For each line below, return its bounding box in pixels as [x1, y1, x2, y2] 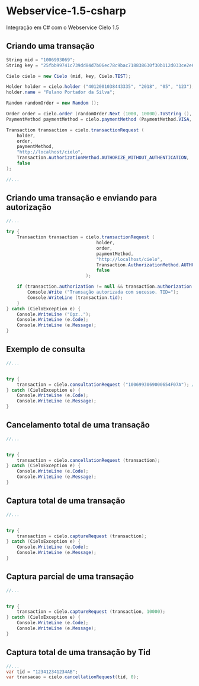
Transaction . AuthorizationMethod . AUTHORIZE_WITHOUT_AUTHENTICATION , [17, 155, 190, 161]
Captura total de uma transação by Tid [6, 647, 151, 657]
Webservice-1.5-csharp [6, 4, 126, 18]
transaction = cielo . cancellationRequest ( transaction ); [17, 457, 161, 463]
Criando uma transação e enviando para [6, 193, 157, 203]
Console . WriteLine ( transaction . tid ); [27, 294, 123, 301]
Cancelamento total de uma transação [6, 420, 150, 430]
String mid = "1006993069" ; [6, 56, 76, 63]
